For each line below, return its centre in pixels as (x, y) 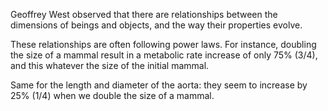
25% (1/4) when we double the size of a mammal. (112, 95)
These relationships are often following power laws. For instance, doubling (163, 44)
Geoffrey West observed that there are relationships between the (144, 14)
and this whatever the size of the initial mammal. (110, 65)
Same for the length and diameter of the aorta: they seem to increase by (159, 85)
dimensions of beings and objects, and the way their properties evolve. (156, 25)
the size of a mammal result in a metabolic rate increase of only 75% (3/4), (164, 55)
